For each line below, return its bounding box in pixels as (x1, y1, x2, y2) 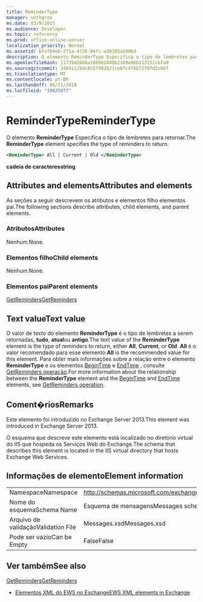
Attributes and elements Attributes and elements (6, 180, 192, 191)
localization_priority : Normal (6, 43, 85, 49)
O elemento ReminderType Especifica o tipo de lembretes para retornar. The (6, 134, 196, 141)
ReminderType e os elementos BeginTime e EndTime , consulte (6, 362, 165, 369)
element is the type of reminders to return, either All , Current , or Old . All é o (6, 343, 196, 350)
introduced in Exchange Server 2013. (6, 422, 98, 430)
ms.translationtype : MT (6, 71, 66, 77)
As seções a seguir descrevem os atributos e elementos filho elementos (6, 196, 186, 203)
